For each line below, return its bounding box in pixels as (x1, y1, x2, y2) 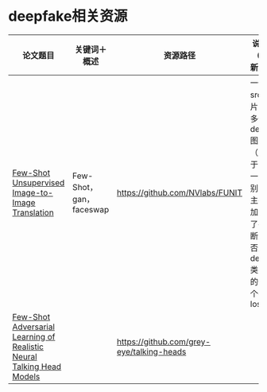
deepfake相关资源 (8, 7, 128, 25)
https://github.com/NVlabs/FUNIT (116, 187, 242, 198)
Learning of (12, 331, 56, 342)
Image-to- (12, 187, 53, 198)
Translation (12, 207, 54, 218)
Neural (12, 351, 37, 362)
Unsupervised (12, 177, 65, 188)
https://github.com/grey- (116, 336, 211, 347)
